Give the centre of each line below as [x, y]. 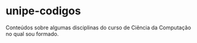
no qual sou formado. [32, 33]
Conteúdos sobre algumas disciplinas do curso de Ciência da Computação [98, 27]
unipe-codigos [43, 11]
